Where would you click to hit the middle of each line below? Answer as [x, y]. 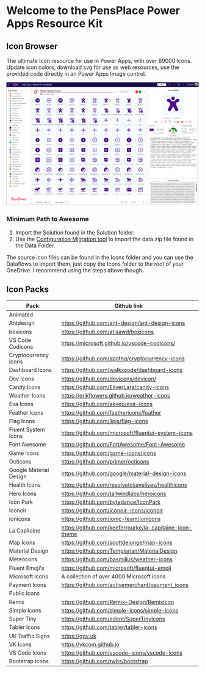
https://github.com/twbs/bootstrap [105, 661]
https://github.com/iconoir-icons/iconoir [112, 511]
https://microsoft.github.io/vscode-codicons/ [118, 343]
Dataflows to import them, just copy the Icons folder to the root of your [95, 264]
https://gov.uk [79, 636]
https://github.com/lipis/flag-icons [105, 421]
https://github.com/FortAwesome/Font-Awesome [123, 445]
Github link [129, 305]
